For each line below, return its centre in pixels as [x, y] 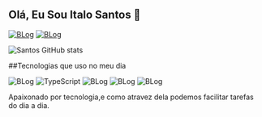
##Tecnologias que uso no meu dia [67, 65]
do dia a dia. [29, 105]
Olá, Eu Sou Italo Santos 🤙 [75, 15]
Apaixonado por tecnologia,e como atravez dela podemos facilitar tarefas [131, 97]
